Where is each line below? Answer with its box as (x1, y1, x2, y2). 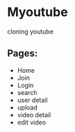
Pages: (7, 47, 38, 59)
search (17, 88, 37, 96)
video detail (17, 110, 51, 119)
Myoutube (7, 4, 68, 20)
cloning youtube (7, 27, 54, 36)
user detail (17, 96, 48, 104)
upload (17, 103, 38, 112)
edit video (17, 118, 47, 126)
